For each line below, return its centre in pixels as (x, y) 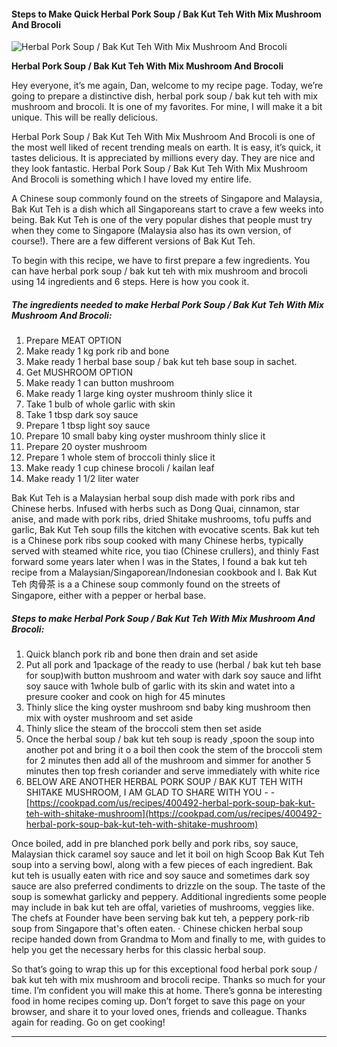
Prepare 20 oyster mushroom (86, 447)
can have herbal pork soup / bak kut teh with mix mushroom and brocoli (159, 271)
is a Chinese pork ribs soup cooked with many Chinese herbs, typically (157, 541)
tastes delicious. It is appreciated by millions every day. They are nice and (163, 158)
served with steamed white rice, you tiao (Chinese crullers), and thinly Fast (165, 551)
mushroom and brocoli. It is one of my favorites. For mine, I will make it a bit (167, 107)
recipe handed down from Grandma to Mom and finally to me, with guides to (168, 939)
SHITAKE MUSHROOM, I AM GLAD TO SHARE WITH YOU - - (150, 792)
